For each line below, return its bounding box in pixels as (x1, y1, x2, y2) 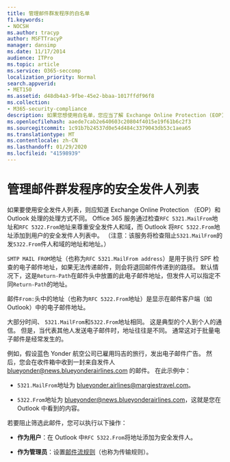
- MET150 (7, 86, 32, 93)
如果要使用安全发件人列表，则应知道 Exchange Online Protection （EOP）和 (7, 205, 221, 214)
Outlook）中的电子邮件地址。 (7, 303, 90, 311)
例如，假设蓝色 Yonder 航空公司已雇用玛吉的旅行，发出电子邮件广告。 (7, 349, 205, 357)
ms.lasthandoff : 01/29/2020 (7, 144, 88, 151)
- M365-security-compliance (7, 105, 88, 112)
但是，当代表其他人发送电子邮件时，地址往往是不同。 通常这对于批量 (20, 326, 214, 334)
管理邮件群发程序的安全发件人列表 (7, 182, 200, 197)
